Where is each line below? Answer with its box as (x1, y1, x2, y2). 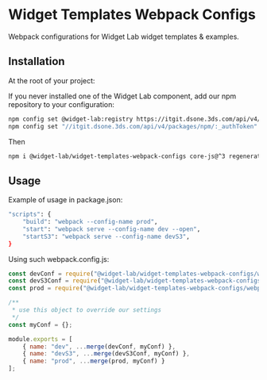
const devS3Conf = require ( (8, 277, 102, 285)
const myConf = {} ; (8, 321, 73, 328)
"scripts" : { (8, 210, 52, 219)
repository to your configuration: (8, 99, 115, 109)
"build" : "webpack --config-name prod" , (22, 218, 158, 226)
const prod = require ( (8, 284, 83, 293)
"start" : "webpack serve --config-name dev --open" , (22, 225, 201, 233)
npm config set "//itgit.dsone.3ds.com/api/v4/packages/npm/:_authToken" (8, 122, 258, 130)
